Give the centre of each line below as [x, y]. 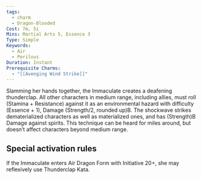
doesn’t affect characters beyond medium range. [67, 129]
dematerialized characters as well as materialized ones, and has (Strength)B [101, 117]
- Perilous [25, 57]
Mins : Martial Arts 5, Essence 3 [48, 34]
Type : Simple [23, 40]
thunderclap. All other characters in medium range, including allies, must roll [101, 97]
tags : [13, 12]
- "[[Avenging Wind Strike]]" [50, 74]
